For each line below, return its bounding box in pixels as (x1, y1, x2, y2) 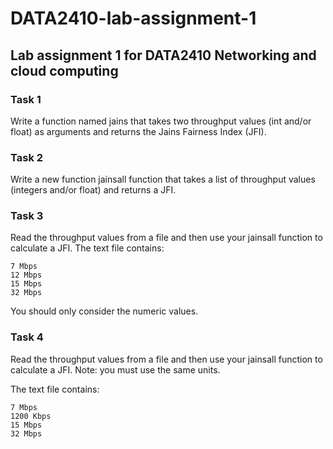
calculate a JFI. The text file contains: (10, 242, 165, 254)
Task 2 (10, 150, 44, 164)
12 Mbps (10, 270, 43, 281)
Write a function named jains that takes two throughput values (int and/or (10, 115, 312, 127)
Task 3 (10, 209, 44, 223)
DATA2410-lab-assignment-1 (10, 7, 257, 30)
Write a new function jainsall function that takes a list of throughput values (10, 173, 316, 186)
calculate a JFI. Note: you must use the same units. (10, 363, 221, 376)
